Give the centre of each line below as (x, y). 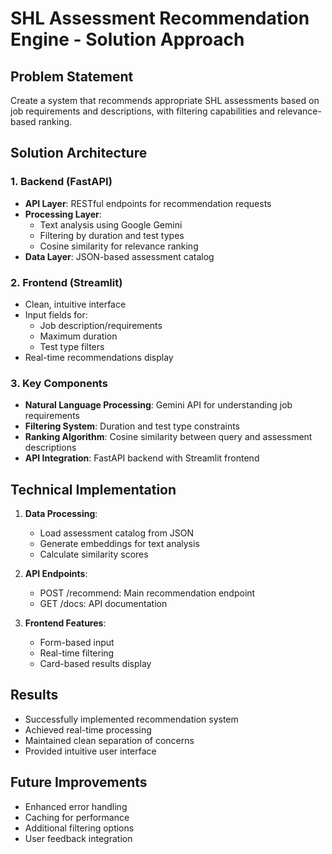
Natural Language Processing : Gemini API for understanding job (158, 405)
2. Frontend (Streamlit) (66, 282)
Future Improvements (79, 782)
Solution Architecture (79, 153)
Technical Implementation (93, 489)
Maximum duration (78, 336)
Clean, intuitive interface (75, 304)
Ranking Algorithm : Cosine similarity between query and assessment (168, 437)
